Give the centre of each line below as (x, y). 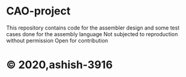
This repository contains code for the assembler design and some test (93, 28)
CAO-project (38, 11)
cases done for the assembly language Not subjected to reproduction (92, 34)
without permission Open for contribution (57, 40)
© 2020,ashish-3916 (59, 65)
